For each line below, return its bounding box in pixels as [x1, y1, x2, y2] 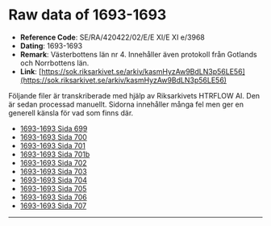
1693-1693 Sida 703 [19, 166, 87, 176]
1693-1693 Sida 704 [19, 175, 87, 185]
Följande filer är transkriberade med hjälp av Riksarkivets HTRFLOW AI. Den [8, 90, 261, 100]
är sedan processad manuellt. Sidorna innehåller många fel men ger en [8, 99, 244, 109]
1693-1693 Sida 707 [19, 200, 87, 211]
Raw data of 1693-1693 [8, 6, 167, 24]
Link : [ [19, 66, 42, 76]
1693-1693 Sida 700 [19, 132, 87, 142]
